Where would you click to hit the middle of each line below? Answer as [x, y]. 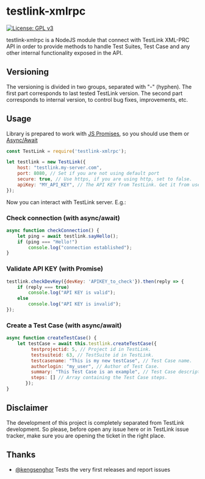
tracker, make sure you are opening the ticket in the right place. [86, 435]
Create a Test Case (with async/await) [64, 325]
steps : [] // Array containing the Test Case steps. [99, 378]
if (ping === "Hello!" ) [48, 242]
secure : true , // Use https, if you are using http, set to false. [105, 179]
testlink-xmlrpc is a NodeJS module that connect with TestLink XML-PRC [98, 40]
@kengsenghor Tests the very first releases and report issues [93, 469]
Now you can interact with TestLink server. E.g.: [66, 202]
